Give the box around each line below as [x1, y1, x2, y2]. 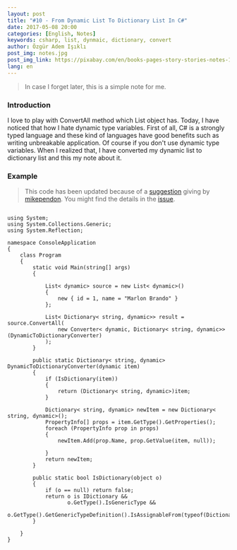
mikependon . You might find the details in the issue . [24, 195, 176, 204]
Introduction [7, 100, 51, 110]
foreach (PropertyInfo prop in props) [44, 425, 159, 432]
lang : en [7, 63, 33, 70]
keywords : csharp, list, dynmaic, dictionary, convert [7, 37, 172, 44]
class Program [20, 252, 61, 259]
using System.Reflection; [7, 227, 83, 234]
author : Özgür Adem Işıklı [7, 43, 87, 50]
